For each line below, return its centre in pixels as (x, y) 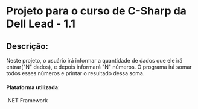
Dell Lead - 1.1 (41, 24)
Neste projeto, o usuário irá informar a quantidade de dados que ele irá (94, 61)
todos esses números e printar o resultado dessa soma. (75, 73)
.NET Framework (27, 101)
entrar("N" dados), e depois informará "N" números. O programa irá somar (99, 67)
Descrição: (27, 46)
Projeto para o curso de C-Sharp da (97, 11)
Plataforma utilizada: (33, 87)
